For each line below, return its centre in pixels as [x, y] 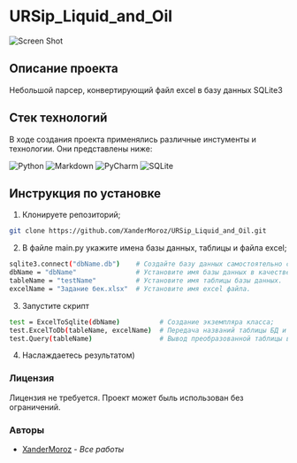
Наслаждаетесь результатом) [78, 355]
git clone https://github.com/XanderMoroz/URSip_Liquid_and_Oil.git [138, 231]
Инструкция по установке [85, 193]
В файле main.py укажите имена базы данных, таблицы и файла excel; [154, 248]
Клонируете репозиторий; [71, 215]
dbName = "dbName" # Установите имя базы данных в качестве [150, 273]
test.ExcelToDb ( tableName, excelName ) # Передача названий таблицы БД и [148, 330]
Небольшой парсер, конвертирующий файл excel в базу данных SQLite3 [146, 89]
